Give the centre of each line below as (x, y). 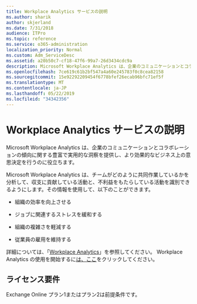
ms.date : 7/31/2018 (30, 28)
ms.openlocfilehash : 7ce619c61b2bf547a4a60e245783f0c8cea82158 (85, 72)
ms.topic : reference (31, 39)
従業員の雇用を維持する (43, 239)
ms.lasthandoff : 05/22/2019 (40, 93)
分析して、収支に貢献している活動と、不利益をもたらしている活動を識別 (93, 182)
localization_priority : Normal (44, 50)
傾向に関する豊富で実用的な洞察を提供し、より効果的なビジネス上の (103, 155)
